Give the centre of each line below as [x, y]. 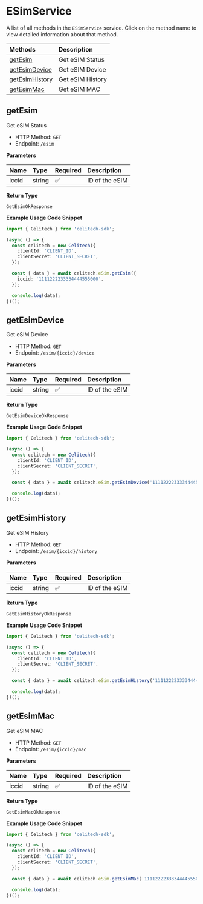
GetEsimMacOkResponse [34, 812]
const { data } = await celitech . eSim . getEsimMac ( [77, 879]
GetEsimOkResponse [29, 206]
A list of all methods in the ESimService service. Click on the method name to [101, 28]
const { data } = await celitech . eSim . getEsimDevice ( [81, 483]
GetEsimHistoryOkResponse [39, 614]
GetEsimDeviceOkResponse [37, 416]
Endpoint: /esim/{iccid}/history [56, 551]
